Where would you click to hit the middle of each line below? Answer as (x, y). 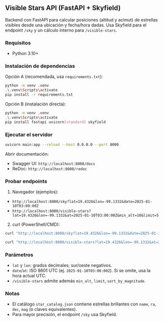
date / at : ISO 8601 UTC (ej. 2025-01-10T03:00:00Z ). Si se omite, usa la (81, 271)
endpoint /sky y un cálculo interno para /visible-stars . (61, 30)
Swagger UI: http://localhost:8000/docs (53, 163)
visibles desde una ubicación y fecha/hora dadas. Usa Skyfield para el (76, 25)
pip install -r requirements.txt (39, 95)
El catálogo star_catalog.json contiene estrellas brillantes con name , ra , (84, 304)
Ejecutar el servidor (29, 135)
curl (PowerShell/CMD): (36, 224)
